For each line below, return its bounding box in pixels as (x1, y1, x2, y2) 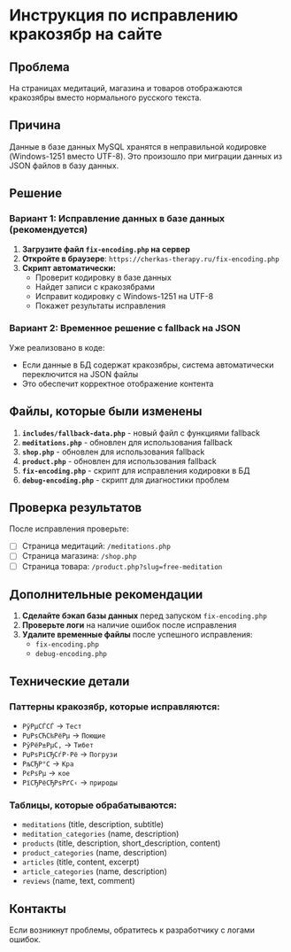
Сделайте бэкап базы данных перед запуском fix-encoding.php (21, 610, 267, 621)
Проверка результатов (9, 500, 142, 515)
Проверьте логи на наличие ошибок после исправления (21, 620, 237, 631)
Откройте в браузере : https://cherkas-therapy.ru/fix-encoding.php (21, 253, 280, 264)
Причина (9, 118, 61, 133)
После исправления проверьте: (9, 523, 130, 534)
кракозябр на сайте (9, 24, 163, 44)
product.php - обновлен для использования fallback (21, 455, 217, 466)
